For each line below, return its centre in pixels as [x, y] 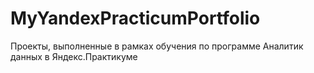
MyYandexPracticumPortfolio [135, 18]
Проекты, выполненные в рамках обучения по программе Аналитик [157, 46]
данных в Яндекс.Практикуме [74, 56]
